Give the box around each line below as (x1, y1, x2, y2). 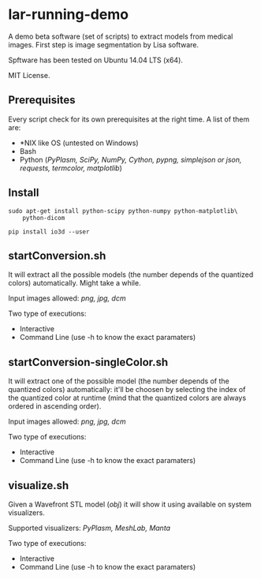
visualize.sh (8, 479, 69, 492)
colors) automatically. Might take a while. (8, 278, 141, 288)
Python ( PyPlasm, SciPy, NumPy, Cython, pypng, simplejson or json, (19, 155, 242, 164)
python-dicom (22, 214, 65, 222)
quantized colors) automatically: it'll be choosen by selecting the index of (8, 385, 246, 394)
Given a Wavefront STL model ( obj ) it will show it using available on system (8, 499, 252, 509)
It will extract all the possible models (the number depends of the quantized (8, 270, 254, 279)
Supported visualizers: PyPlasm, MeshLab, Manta (8, 523, 171, 532)
